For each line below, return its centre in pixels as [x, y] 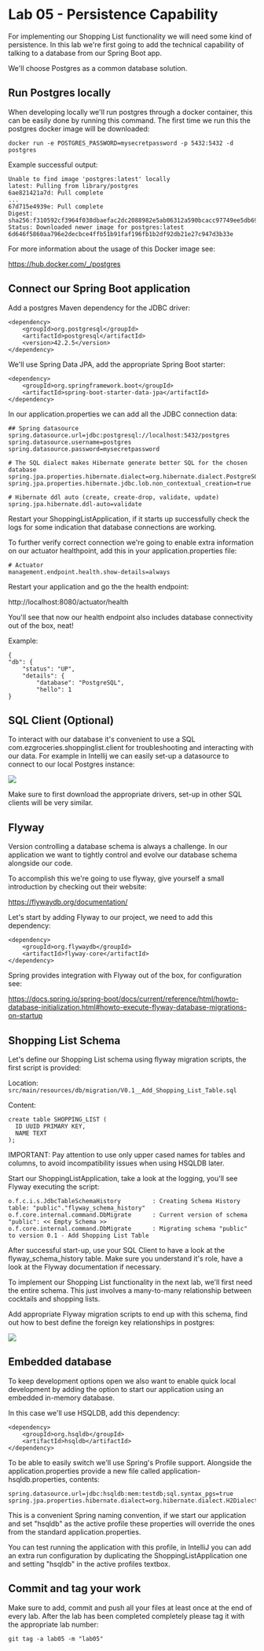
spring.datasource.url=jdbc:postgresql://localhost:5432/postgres [119, 435]
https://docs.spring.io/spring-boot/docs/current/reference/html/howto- [124, 999]
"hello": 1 [54, 689]
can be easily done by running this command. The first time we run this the [130, 120]
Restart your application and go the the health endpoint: [99, 586]
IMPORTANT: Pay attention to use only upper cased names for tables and [127, 1155]
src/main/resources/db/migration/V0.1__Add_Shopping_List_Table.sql [123, 1091]
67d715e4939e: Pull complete [56, 206]
